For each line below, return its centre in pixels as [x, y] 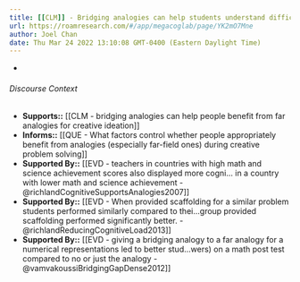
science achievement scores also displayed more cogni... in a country [150, 173]
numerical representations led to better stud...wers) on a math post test [153, 249]
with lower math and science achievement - [103, 183]
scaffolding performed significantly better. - [103, 221]
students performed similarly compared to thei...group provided [139, 211]
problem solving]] [54, 154]
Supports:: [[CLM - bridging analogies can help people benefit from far [154, 116]
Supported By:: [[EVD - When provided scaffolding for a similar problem [155, 201]
